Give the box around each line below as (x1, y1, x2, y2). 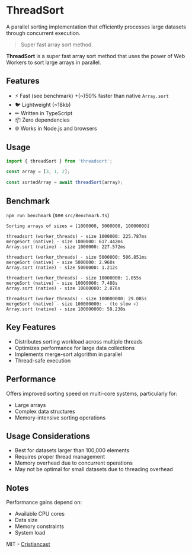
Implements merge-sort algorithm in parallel (14, 351, 123, 358)
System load (14, 529, 46, 536)
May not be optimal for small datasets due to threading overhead (14, 466, 173, 473)
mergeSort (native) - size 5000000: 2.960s (6, 259, 116, 265)
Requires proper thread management (14, 453, 105, 460)
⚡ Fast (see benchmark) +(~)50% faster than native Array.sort (14, 92, 169, 99)
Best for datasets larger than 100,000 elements (14, 447, 130, 454)
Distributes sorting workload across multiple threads (14, 338, 143, 345)
